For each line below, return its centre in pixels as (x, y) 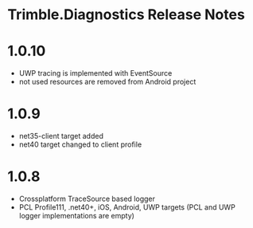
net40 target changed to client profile (80, 144)
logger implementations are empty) (76, 216)
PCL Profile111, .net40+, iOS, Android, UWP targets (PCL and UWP (127, 207)
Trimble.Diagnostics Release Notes (127, 15)
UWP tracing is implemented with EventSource (95, 73)
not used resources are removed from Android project (107, 82)
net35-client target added (61, 136)
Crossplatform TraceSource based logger (87, 199)
